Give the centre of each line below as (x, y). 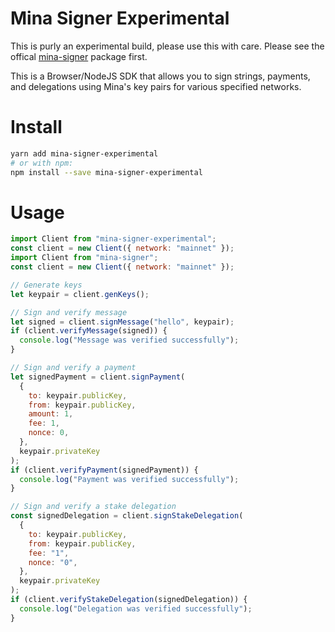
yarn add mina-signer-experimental (84, 153)
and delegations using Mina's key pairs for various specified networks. (156, 86)
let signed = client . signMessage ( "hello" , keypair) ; (122, 322)
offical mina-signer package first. (79, 56)
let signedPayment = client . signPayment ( (98, 377)
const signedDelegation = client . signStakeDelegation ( (127, 516)
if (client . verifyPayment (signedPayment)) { (104, 470)
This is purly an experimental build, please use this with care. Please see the (167, 46)
